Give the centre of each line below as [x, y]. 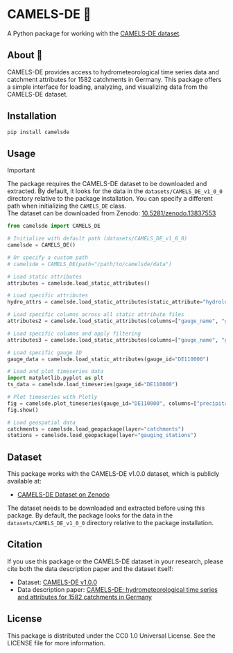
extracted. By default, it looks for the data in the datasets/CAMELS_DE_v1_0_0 [115, 191]
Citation [25, 545]
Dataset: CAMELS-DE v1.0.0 [57, 582]
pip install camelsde [38, 132]
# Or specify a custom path [48, 257]
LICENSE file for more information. [56, 643]
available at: [24, 481]
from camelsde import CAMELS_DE [54, 226]
